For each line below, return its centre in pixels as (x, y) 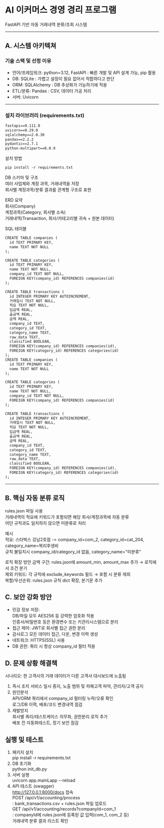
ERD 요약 (14, 200)
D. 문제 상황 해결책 (31, 663)
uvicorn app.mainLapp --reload (44, 780)
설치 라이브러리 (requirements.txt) (45, 115)
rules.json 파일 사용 (24, 511)
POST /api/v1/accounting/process (46, 798)
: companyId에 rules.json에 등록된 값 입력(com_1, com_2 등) (71, 815)
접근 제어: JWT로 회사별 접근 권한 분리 (49, 628)
